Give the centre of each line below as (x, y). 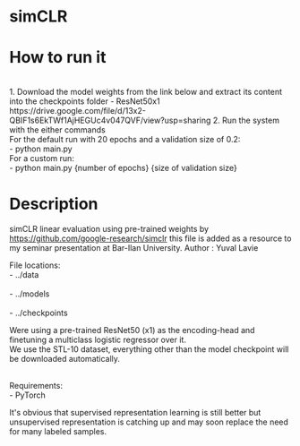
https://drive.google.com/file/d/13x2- (77, 111)
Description (54, 204)
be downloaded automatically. (65, 359)
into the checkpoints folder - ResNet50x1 (85, 101)
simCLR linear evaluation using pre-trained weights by (109, 229)
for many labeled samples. (58, 432)
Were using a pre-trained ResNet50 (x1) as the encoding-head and (132, 330)
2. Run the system (246, 120)
